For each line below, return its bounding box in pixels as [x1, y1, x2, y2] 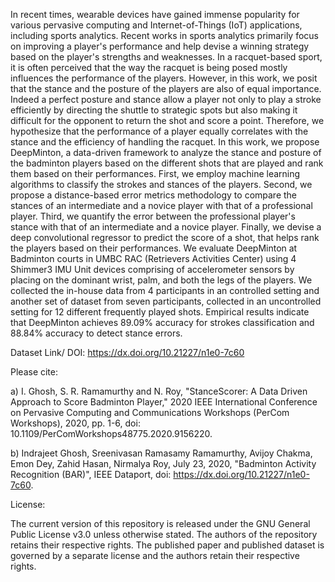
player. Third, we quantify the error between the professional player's [10, 210, 296, 222]
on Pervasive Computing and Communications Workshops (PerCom [10, 407, 290, 418]
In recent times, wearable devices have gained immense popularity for [10, 9, 300, 20]
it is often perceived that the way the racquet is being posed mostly [10, 62, 288, 73]
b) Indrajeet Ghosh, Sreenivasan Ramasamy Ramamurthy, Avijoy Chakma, [10, 447, 313, 459]
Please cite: [10, 366, 59, 378]
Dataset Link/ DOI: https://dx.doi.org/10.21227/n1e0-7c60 [10, 347, 245, 358]
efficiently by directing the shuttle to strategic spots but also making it [10, 104, 298, 116]
